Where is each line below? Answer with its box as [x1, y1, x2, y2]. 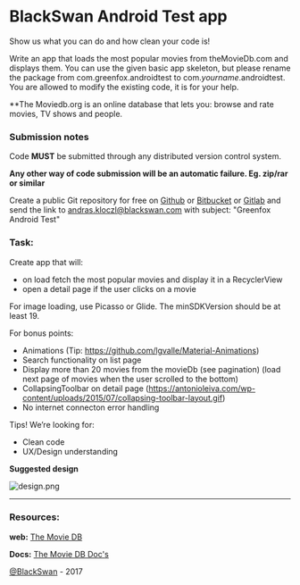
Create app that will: [9, 256, 83, 267]
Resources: [9, 511, 60, 523]
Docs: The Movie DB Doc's [9, 548, 110, 559]
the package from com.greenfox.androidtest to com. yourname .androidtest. [9, 71, 286, 82]
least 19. [9, 310, 40, 321]
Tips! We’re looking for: [9, 419, 96, 430]
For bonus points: [9, 328, 74, 338]
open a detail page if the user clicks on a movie [21, 283, 196, 294]
